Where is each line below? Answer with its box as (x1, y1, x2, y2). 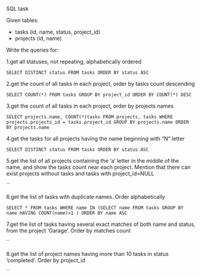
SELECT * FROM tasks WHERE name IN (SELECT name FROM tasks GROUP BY (6, 205, 184, 211)
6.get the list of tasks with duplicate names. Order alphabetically (6, 193, 165, 200)
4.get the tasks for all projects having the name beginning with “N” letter (6, 135, 185, 142)
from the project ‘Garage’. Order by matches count (6, 227, 131, 234)
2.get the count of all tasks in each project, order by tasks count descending (6, 81, 195, 87)
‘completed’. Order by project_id (6, 257, 86, 264)
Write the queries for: (6, 46, 59, 53)
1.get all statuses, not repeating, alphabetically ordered (6, 58, 142, 65)
